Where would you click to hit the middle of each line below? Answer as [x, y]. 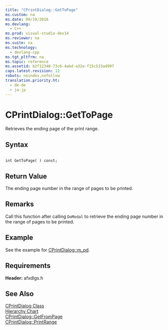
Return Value [26, 176]
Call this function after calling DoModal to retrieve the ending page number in [84, 216]
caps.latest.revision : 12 [32, 71]
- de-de [18, 85]
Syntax [17, 145]
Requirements [28, 266]
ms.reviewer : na [22, 38]
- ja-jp [18, 90]
